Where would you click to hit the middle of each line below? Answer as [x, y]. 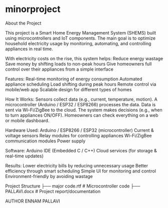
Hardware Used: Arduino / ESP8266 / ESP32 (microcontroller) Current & [79, 130]
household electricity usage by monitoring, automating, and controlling [78, 43]
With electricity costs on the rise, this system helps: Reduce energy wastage [84, 58]
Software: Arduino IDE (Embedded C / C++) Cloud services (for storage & [81, 150]
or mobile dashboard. [27, 120]
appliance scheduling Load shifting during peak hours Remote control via [81, 84]
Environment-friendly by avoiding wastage [49, 176]
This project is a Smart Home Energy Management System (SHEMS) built [81, 33]
